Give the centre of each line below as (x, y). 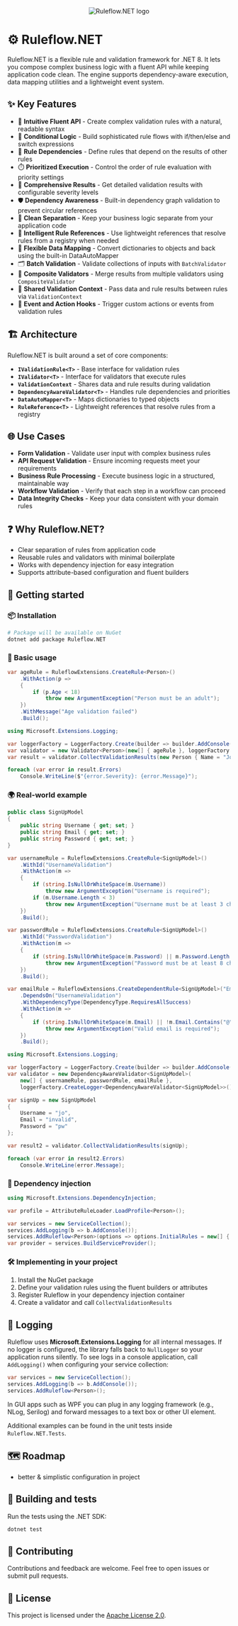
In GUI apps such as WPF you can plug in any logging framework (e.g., (110, 1404)
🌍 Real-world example (47, 795)
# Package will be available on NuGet (64, 633)
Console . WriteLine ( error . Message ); (73, 1165)
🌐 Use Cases (36, 436)
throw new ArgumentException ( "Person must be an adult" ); (132, 699)
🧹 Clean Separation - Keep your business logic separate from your (115, 218)
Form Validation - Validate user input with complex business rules (114, 454)
